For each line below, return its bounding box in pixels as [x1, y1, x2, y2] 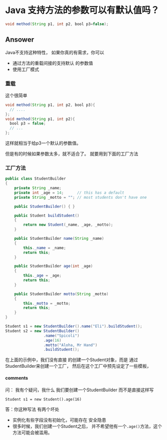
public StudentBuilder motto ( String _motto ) [14, 291, 109, 297]
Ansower [5, 36, 34, 44]
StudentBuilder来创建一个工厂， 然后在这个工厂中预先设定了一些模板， [5, 363, 151, 369]
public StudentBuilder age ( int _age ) [14, 264, 93, 269]
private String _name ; [14, 186, 62, 191]
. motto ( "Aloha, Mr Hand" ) [43, 342, 98, 348]
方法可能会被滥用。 [12, 429, 53, 435]
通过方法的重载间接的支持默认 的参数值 [12, 60, 93, 66]
